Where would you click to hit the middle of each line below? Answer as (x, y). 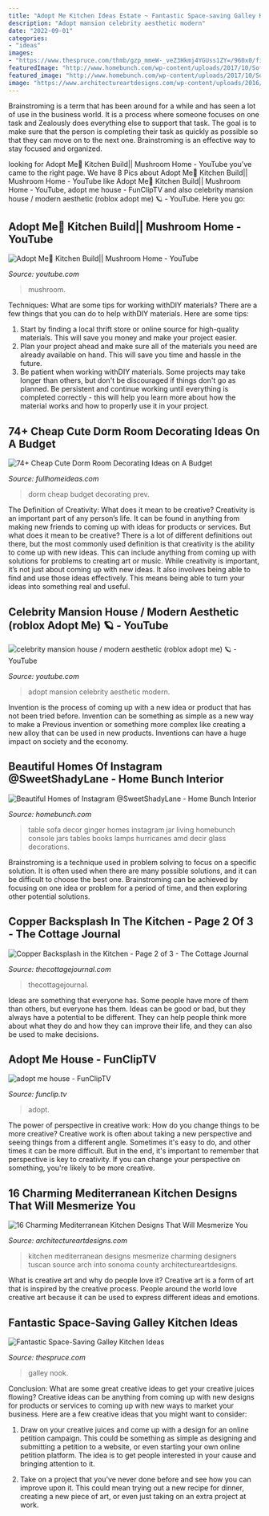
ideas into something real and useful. (69, 587)
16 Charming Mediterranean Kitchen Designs (123, 1193)
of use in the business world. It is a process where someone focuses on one (134, 114)
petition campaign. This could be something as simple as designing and (138, 1438)
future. (31, 364)
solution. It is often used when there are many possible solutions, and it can (133, 871)
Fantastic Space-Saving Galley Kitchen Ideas (123, 1322)
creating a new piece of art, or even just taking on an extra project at (133, 1496)
